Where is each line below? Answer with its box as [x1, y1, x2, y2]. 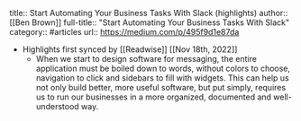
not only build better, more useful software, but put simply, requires [35, 82, 287, 92]
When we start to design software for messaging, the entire [35, 54, 257, 64]
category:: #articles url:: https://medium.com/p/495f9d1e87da [9, 27, 240, 37]
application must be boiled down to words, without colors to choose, [35, 63, 291, 73]
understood [35, 101, 79, 111]
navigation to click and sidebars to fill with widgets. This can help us [35, 73, 290, 83]
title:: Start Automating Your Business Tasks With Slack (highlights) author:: [9, 8, 288, 18]
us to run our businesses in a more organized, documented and [35, 91, 272, 102]
